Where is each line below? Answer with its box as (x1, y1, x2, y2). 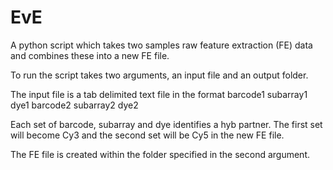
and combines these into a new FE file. (10, 49, 170, 61)
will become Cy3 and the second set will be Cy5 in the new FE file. (10, 129, 285, 141)
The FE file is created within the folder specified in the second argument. (10, 148, 311, 160)
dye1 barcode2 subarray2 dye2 (10, 99, 139, 111)
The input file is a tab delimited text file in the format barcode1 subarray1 (10, 88, 308, 100)
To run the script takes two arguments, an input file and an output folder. (10, 69, 309, 81)
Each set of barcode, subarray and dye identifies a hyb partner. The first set (10, 118, 323, 130)
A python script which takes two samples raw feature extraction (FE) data (10, 39, 313, 51)
